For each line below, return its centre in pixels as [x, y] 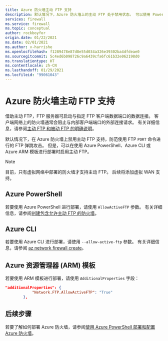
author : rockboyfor [25, 33]
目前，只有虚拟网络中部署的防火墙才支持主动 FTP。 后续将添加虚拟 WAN [80, 172]
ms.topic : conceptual [28, 28]
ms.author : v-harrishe [29, 47]
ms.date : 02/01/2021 [27, 42]
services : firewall [25, 19]
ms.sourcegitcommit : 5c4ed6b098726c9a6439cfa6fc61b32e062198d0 [72, 56]
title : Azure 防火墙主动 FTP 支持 [38, 10]
